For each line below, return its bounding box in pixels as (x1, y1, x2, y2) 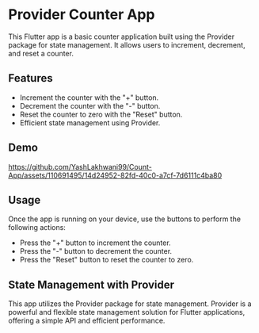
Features (8, 71, 53, 85)
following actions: (8, 223, 66, 232)
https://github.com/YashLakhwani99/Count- (8, 162, 153, 171)
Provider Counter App (8, 6, 155, 24)
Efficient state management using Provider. (19, 117, 161, 128)
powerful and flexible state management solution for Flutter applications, (8, 308, 246, 317)
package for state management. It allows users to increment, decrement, (8, 40, 246, 49)
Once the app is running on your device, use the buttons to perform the (8, 214, 242, 224)
